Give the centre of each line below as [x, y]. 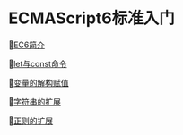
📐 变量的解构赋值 [39, 82]
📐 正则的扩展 [31, 121]
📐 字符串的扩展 [35, 101]
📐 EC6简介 [27, 45]
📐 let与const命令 [38, 63]
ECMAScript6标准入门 [92, 18]
